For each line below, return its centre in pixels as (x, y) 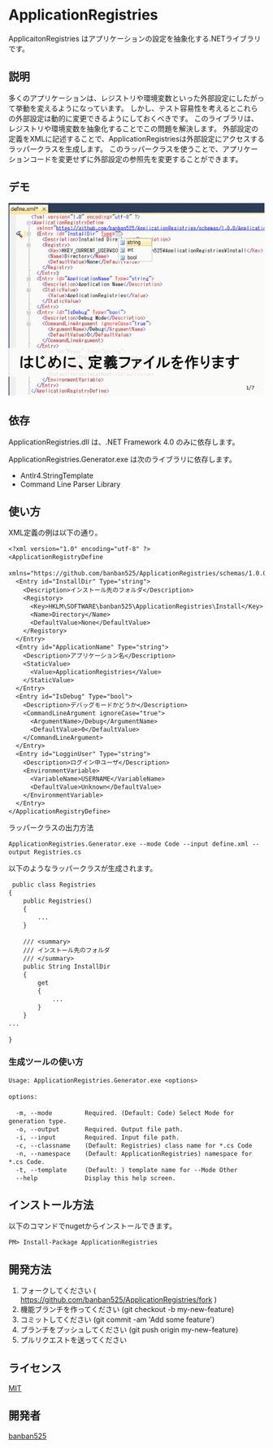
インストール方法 (51, 1205)
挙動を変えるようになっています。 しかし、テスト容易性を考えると (126, 108)
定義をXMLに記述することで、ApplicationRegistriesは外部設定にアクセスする (136, 138)
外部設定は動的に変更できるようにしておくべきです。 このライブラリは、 (136, 118)
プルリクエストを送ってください (74, 1340)
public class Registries (54, 885)
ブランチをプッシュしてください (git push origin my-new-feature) (129, 1330)
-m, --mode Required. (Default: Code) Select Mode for (125, 1113)
